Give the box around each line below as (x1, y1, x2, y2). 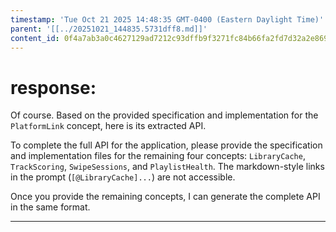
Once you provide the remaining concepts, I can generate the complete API (10, 191, 321, 203)
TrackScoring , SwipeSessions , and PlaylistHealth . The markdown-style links (10, 161, 325, 173)
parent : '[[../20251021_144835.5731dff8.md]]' (10, 24, 208, 34)
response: (10, 76, 97, 99)
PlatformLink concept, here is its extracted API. (10, 120, 207, 132)
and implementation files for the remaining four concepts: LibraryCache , (10, 150, 306, 162)
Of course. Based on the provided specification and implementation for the (10, 109, 319, 121)
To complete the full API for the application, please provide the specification (10, 139, 323, 151)
